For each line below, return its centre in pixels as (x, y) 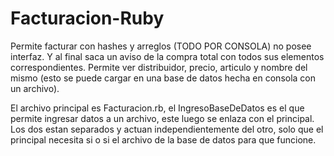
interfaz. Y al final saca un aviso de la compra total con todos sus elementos (167, 56)
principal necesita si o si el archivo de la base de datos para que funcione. (163, 139)
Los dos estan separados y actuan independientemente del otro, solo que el (167, 129)
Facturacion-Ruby (87, 18)
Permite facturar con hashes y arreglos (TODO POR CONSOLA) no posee (161, 46)
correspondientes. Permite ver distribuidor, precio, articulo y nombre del (159, 67)
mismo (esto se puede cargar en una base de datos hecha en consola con (163, 78)
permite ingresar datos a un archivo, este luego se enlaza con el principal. (162, 118)
